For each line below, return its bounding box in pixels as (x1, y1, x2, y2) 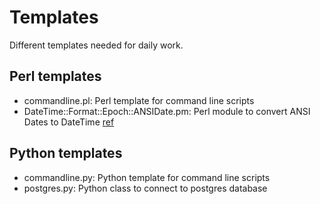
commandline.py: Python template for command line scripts (23, 171, 271, 183)
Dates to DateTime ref (23, 116, 115, 128)
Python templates (9, 145, 123, 162)
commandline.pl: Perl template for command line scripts (23, 94, 255, 106)
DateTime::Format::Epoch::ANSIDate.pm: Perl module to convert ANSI (23, 105, 311, 117)
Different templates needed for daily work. (9, 39, 184, 51)
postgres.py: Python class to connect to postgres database (23, 182, 268, 194)
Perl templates (9, 68, 102, 85)
